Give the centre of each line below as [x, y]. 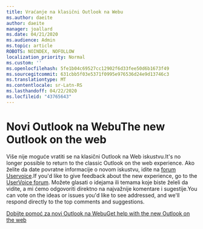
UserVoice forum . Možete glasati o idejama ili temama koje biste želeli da [97, 182]
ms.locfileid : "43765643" [39, 97]
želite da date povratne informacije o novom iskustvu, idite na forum [91, 169]
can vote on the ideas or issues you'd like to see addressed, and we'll [93, 195]
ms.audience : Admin [31, 40]
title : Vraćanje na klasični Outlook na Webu [65, 12]
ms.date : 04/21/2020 [32, 35]
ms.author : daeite [29, 18]
